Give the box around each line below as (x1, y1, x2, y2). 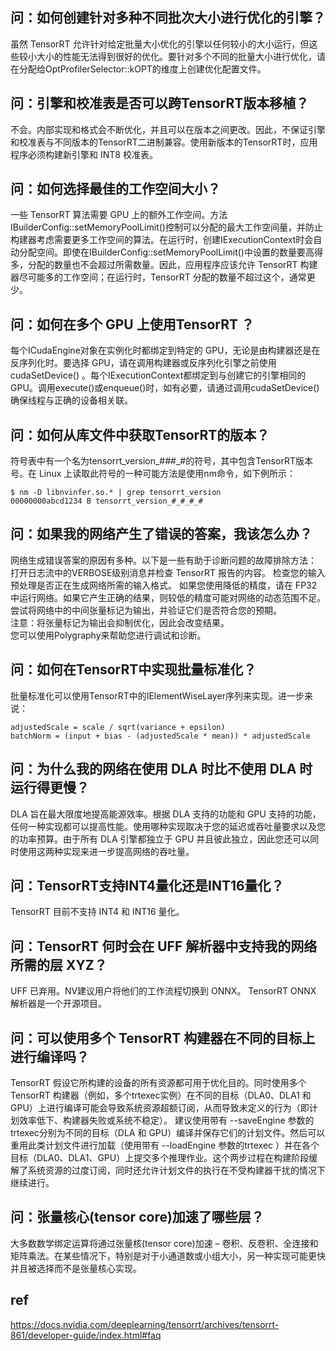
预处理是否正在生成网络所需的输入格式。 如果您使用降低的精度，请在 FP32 (10, 579, 318, 591)
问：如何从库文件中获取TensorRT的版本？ (10, 426, 270, 443)
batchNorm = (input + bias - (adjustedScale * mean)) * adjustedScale (10, 731, 311, 741)
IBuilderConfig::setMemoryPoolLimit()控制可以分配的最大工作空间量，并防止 (10, 221, 323, 233)
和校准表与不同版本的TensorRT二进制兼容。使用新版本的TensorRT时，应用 (10, 136, 318, 148)
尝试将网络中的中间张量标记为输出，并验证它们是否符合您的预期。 (10, 604, 282, 616)
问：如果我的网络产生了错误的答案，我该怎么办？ (10, 526, 313, 543)
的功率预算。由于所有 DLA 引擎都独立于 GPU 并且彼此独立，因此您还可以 (10, 833, 311, 845)
